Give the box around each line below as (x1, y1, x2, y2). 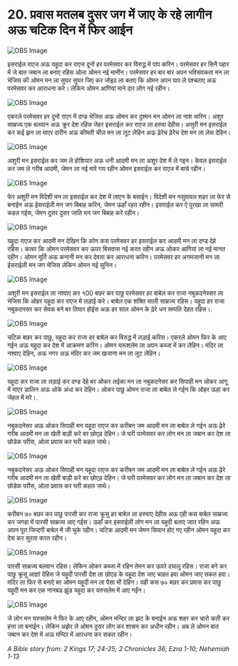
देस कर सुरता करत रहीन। (7, 533, 68, 542)
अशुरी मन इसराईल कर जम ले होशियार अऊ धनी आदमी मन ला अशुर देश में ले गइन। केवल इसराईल (7, 156, 227, 165)
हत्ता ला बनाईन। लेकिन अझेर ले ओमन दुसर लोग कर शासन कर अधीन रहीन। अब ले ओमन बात (7, 622, 219, 630)
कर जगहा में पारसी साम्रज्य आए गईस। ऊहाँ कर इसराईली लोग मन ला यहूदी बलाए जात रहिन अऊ (7, 518, 221, 526)
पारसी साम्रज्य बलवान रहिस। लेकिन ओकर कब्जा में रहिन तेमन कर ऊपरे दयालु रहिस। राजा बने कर (7, 562, 227, 570)
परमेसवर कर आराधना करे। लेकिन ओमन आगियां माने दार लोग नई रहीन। (7, 84, 170, 92)
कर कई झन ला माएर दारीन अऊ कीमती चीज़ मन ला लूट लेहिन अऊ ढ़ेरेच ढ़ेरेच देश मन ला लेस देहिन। (7, 128, 232, 136)
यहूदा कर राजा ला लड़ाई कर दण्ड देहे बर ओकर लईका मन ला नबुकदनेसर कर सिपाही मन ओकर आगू (7, 377, 228, 385)
